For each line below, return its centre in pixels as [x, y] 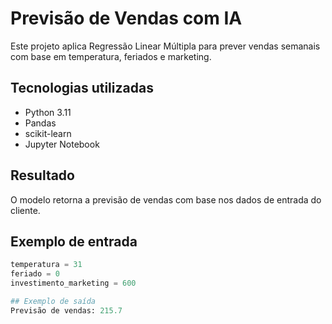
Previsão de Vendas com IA [126, 18]
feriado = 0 [35, 274]
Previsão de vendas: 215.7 [66, 310]
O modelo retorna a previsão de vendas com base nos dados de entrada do [166, 199]
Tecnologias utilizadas [82, 88]
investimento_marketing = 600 [73, 283]
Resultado [42, 175]
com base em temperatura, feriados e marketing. [111, 56]
